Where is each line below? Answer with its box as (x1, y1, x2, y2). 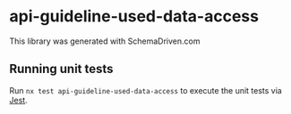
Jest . (9, 94, 29, 105)
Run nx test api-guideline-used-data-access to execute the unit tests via (9, 85, 282, 95)
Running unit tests (9, 61, 114, 77)
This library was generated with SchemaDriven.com (9, 36, 201, 46)
